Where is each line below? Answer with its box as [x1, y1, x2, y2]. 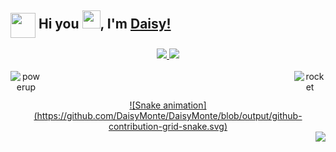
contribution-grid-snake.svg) [108, 121, 228, 133]
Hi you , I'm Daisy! [38, 16, 172, 33]
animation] [163, 99, 207, 111]
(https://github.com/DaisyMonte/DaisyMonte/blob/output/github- [33, 110, 303, 122]
